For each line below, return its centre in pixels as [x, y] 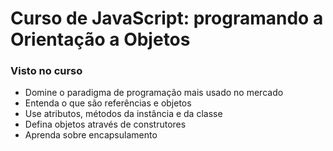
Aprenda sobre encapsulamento [91, 135]
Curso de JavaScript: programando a [167, 18]
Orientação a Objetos [100, 39]
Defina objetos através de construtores [105, 124]
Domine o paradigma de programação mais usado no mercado [154, 93]
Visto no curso [46, 71]
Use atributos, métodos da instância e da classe [123, 114]
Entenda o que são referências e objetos [108, 103]
